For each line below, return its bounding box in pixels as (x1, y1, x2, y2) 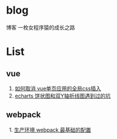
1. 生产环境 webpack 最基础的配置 (8, 126, 92, 133)
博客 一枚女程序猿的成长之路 (6, 24, 75, 31)
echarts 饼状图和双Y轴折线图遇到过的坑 (14, 92, 111, 99)
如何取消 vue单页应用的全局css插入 (14, 85, 102, 92)
